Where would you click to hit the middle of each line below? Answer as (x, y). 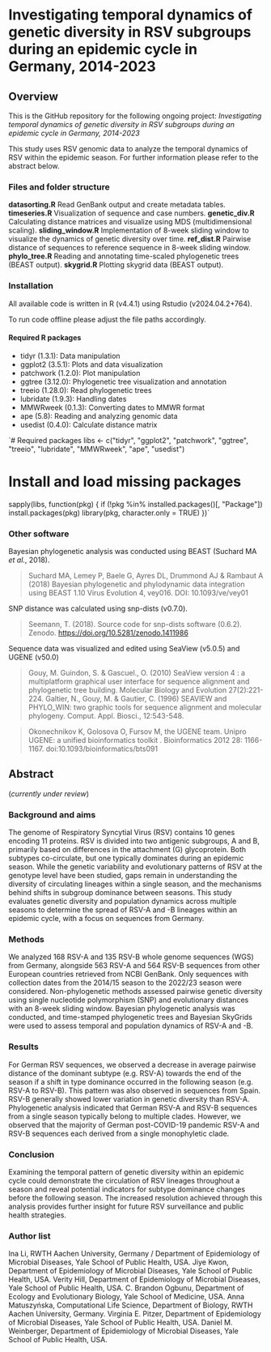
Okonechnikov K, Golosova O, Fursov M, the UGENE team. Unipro (137, 731)
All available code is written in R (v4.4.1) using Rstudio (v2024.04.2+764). (130, 303)
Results (23, 1047)
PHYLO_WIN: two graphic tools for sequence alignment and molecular (145, 707)
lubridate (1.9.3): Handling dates (73, 399)
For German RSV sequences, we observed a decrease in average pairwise (132, 1064)
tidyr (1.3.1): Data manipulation (70, 356)
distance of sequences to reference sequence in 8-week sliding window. (129, 248)
